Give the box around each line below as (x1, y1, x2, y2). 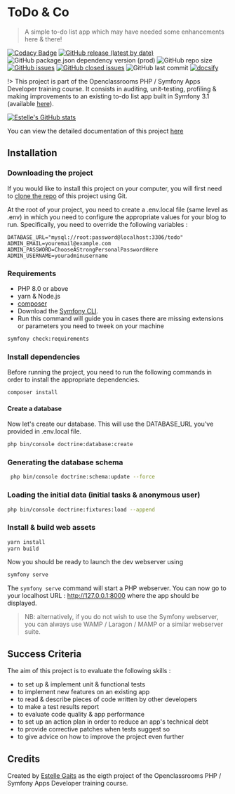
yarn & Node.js (17, 292, 61, 300)
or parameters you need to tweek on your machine (17, 321, 165, 330)
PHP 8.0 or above (17, 284, 69, 292)
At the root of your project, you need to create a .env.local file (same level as (7, 205, 228, 214)
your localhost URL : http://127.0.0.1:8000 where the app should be (7, 592, 199, 600)
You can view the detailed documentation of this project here (7, 126, 184, 135)
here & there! (24, 34, 62, 43)
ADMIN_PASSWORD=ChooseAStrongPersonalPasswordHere (7, 246, 159, 253)
